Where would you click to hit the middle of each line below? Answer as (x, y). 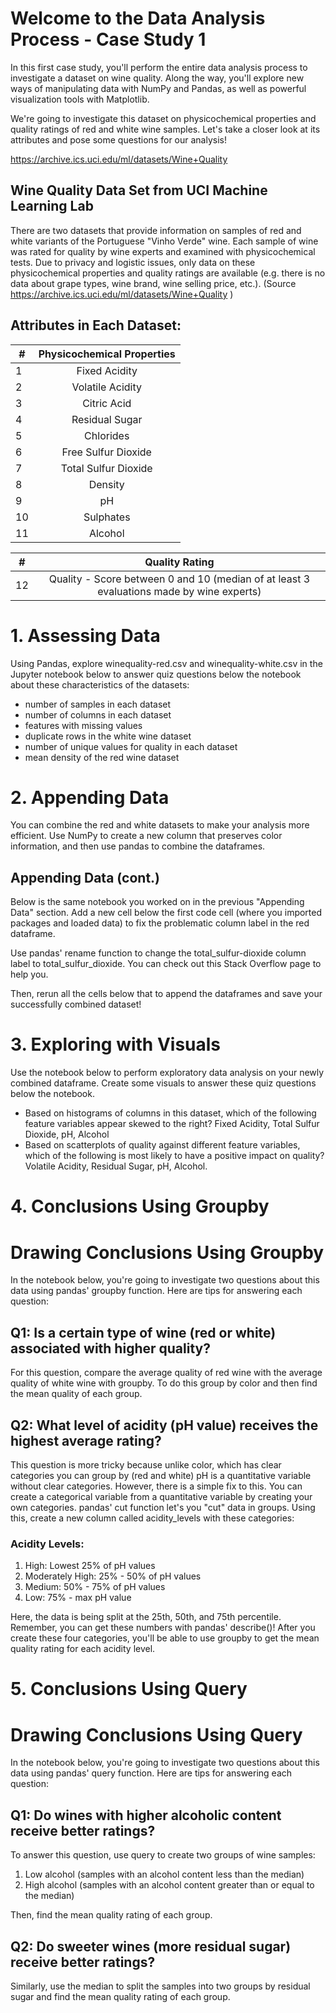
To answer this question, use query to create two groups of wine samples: (163, 1855)
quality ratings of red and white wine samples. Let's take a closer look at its (165, 129)
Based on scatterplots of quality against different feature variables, (162, 1145)
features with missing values (83, 725)
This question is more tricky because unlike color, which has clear (146, 1464)
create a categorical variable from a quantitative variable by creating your (161, 1496)
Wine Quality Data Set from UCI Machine (139, 190)
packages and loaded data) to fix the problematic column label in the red (160, 923)
